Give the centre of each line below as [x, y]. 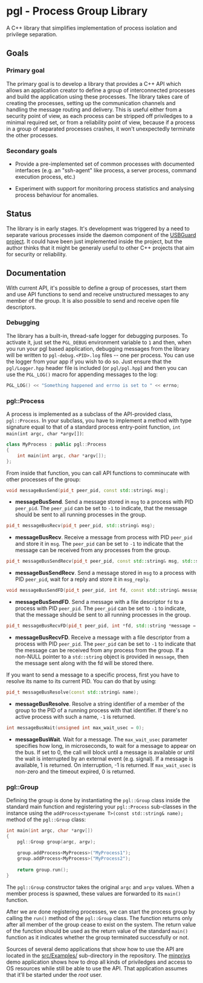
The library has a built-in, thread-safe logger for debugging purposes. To [97, 336]
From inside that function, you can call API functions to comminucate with [98, 473]
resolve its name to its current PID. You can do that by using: [82, 681]
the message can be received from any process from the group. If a [99, 650]
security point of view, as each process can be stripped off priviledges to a [100, 115]
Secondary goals [32, 151]
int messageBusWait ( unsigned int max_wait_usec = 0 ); [76, 728]
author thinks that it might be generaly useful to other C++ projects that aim [100, 248]
